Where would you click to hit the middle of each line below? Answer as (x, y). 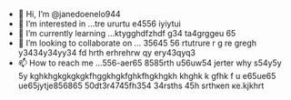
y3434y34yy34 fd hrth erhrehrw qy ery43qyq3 (106, 53)
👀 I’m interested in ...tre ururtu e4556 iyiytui (100, 24)
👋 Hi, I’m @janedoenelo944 (69, 14)
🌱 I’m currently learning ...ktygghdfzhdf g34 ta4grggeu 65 (127, 33)
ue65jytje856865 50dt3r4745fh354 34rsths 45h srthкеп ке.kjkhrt (141, 85)
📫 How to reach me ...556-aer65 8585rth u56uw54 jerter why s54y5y (150, 63)
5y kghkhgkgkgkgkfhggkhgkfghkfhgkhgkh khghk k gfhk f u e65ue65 (147, 76)
